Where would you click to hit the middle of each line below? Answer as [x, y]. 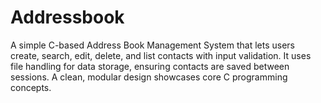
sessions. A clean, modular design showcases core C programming [149, 77]
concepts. [31, 87]
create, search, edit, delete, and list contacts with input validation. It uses [161, 55]
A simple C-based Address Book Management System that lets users [152, 45]
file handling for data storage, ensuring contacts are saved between [150, 66]
